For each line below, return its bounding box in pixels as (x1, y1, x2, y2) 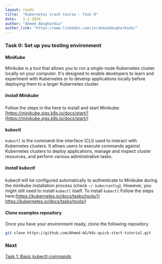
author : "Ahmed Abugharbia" (5, 21, 63, 26)
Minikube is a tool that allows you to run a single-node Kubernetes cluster (5, 65, 155, 71)
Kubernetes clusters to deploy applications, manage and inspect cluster (5, 148, 152, 154)
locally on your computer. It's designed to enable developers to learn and (5, 70, 154, 77)
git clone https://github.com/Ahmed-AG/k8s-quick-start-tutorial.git (5, 230, 152, 235)
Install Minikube (5, 92, 39, 98)
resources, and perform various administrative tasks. (5, 154, 113, 159)
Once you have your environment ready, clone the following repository (5, 221, 149, 227)
